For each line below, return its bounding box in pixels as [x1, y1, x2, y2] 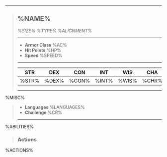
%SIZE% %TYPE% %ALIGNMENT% [17, 28, 92, 34]
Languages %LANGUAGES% [24, 104, 85, 110]
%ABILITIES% [5, 123, 34, 129]
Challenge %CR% [24, 109, 63, 115]
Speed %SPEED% [24, 52, 63, 58]
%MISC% [5, 95, 25, 101]
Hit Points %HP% [24, 47, 61, 53]
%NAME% [17, 14, 51, 23]
